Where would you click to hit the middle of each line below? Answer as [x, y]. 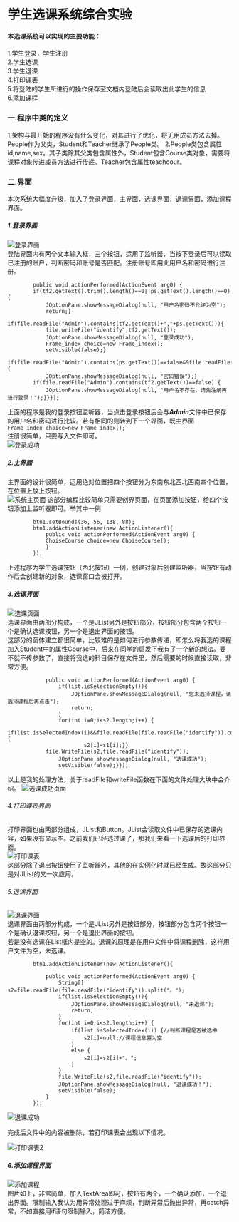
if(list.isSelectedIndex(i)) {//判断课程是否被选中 [144, 1031]
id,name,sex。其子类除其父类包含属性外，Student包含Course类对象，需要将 [119, 153]
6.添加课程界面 [29, 1165]
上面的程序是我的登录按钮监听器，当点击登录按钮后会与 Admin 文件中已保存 [117, 411]
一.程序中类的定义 [38, 118]
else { [81, 1051]
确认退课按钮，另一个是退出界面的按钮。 [79, 933]
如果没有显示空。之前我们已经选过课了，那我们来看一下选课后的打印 [119, 838]
